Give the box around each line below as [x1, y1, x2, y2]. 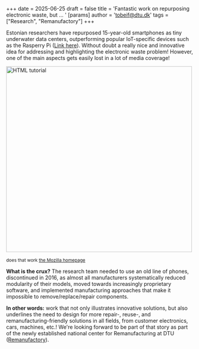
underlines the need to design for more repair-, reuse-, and [6, 311, 151, 317]
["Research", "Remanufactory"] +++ [6, 18, 95, 24]
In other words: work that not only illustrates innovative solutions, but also [6, 304, 188, 312]
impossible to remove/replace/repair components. [6, 293, 129, 300]
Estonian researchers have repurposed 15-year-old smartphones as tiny [6, 29, 182, 36]
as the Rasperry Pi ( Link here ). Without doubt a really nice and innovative [6, 42, 185, 49]
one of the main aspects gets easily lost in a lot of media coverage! [6, 55, 170, 61]
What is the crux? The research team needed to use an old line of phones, [6, 268, 189, 275]
